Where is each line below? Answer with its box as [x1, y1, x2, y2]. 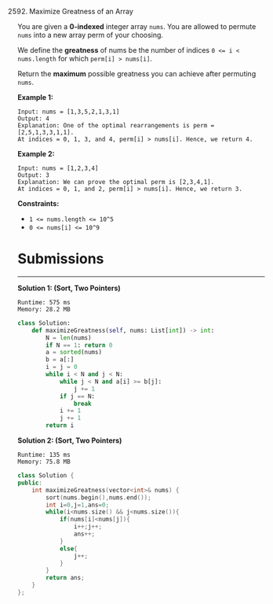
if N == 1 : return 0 [45, 341, 113, 349]
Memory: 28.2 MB [17, 305, 71, 313]
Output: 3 [17, 171, 50, 179]
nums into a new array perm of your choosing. [17, 31, 164, 39]
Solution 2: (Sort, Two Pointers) [17, 436, 122, 445]
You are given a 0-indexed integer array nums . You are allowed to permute [17, 22, 257, 31]
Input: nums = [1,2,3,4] [17, 164, 99, 172]
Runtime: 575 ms [17, 298, 71, 306]
